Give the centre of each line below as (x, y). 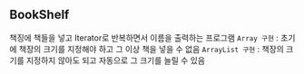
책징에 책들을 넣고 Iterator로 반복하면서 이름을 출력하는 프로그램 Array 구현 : (144, 37)
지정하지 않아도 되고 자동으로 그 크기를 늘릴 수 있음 (116, 60)
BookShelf (39, 15)
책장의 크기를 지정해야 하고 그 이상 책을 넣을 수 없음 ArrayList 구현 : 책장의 (151, 49)
